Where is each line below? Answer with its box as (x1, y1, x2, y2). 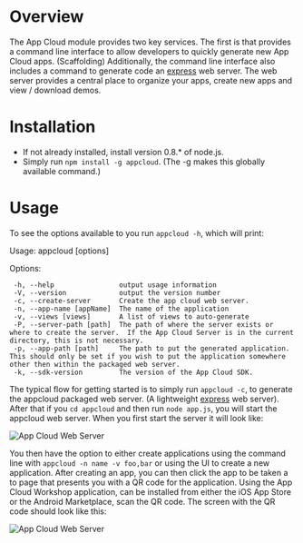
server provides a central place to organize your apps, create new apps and (9, 74, 293, 85)
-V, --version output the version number (13, 288, 221, 297)
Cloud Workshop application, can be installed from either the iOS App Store (9, 486, 292, 497)
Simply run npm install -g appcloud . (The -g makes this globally (22, 156, 266, 167)
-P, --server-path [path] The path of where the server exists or (13, 320, 274, 329)
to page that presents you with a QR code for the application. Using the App (9, 477, 293, 488)
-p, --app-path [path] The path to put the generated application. (13, 343, 290, 353)
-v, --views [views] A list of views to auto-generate (13, 311, 249, 321)
